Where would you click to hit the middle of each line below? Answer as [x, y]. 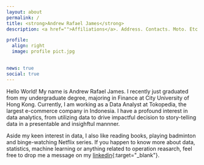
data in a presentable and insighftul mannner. [63, 123]
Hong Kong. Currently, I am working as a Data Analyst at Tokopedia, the [97, 104]
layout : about [24, 12]
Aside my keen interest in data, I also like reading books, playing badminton [101, 136]
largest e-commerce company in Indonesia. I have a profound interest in [97, 111]
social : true [23, 74]
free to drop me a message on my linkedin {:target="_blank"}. [83, 155]
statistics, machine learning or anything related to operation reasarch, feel [99, 148]
